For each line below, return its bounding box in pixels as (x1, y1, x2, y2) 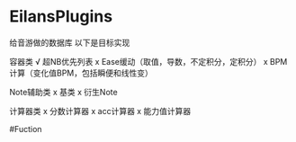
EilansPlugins (9, 6, 113, 27)
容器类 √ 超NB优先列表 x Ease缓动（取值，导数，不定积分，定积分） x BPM (9, 56, 288, 67)
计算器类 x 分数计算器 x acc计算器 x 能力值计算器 (9, 105, 192, 116)
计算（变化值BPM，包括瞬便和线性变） (9, 67, 153, 78)
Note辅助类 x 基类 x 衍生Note (9, 86, 119, 97)
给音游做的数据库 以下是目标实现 (9, 37, 130, 48)
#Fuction (9, 123, 42, 134)
